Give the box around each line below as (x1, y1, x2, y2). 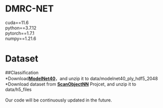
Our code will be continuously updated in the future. (5, 97, 112, 103)
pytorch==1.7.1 (5, 30, 35, 36)
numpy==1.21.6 (5, 35, 36, 41)
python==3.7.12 (5, 24, 36, 30)
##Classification (5, 69, 39, 75)
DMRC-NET (5, 3, 54, 14)
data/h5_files (5, 86, 32, 92)
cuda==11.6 (5, 19, 29, 25)
